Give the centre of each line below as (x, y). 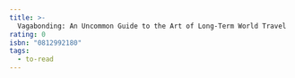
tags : (19, 51)
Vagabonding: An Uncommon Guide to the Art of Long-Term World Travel (152, 26)
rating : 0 (28, 34)
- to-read (35, 59)
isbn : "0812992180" (46, 43)
